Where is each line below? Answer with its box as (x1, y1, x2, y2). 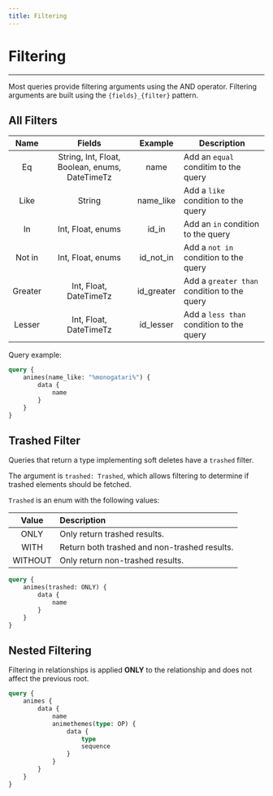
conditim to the (184, 162, 241, 173)
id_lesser (139, 319, 174, 330)
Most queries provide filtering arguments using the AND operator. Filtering (8, 81, 258, 91)
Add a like (184, 185, 226, 196)
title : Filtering (8, 11, 67, 20)
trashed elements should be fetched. (8, 480, 132, 489)
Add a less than (184, 309, 246, 320)
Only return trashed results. (59, 528, 164, 540)
